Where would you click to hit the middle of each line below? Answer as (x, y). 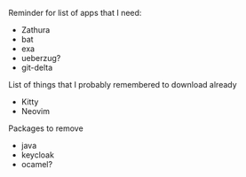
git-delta (37, 67)
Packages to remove (46, 128)
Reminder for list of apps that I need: (75, 13)
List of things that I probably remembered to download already (123, 85)
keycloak (38, 155)
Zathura (36, 30)
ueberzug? (41, 58)
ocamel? (37, 164)
